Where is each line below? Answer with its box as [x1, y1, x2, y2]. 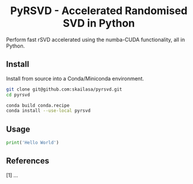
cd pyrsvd [6, 92, 31, 98]
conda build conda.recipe [6, 102, 69, 108]
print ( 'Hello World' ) [6, 140, 59, 146]
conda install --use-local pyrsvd [6, 108, 91, 114]
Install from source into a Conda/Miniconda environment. [6, 75, 144, 82]
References [6, 156, 49, 166]
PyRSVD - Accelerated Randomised [10, 4, 188, 18]
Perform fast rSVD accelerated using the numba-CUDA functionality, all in [6, 36, 185, 43]
